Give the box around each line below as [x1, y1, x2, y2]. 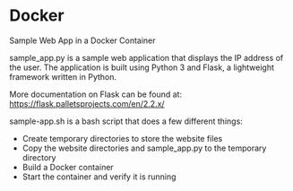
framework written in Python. [9, 71, 117, 82]
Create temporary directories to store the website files [22, 133, 223, 143]
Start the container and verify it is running [22, 171, 177, 182]
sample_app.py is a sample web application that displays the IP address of [9, 52, 284, 63]
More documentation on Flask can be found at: [9, 89, 182, 100]
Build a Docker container [22, 161, 114, 172]
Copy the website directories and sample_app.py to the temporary [22, 143, 267, 153]
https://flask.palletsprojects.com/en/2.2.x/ [9, 98, 165, 109]
